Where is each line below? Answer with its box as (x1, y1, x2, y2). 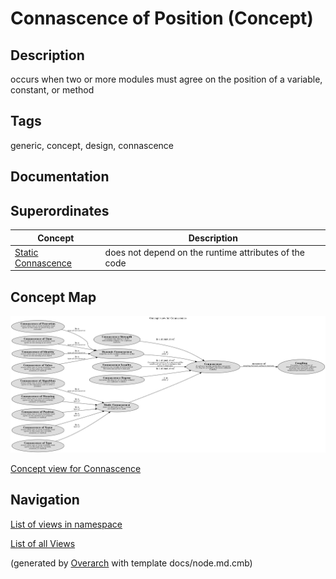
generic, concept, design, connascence (10, 139, 175, 151)
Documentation (10, 168, 110, 186)
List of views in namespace (10, 518, 123, 530)
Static (14, 246, 39, 258)
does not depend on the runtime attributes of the (104, 246, 305, 258)
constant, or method (10, 84, 95, 96)
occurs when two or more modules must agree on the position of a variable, (10, 73, 323, 85)
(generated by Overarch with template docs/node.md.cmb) (10, 557, 253, 569)
